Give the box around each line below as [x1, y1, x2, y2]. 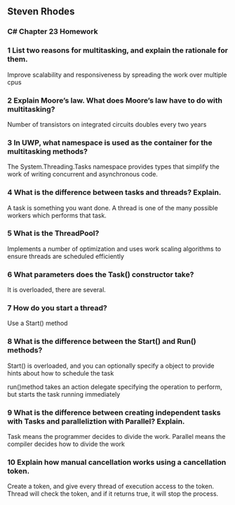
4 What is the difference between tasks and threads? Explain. [7, 188, 222, 198]
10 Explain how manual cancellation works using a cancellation [7, 457, 227, 467]
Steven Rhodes [7, 6, 75, 18]
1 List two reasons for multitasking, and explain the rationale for [7, 46, 228, 56]
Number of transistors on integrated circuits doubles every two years [7, 120, 207, 129]
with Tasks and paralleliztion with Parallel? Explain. [7, 416, 185, 426]
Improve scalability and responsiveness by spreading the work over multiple [7, 70, 227, 79]
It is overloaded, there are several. [7, 286, 107, 294]
